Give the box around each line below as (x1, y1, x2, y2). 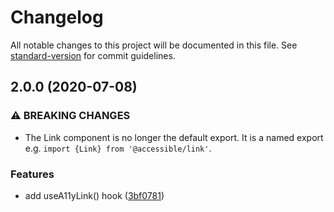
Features (10, 167, 55, 181)
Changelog (10, 6, 104, 29)
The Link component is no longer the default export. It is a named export (24, 131, 324, 143)
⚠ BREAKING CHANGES (10, 109, 131, 123)
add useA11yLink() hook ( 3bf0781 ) (24, 189, 165, 201)
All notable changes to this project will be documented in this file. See (10, 39, 298, 51)
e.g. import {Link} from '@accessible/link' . (24, 142, 212, 154)
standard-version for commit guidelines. (10, 49, 176, 61)
